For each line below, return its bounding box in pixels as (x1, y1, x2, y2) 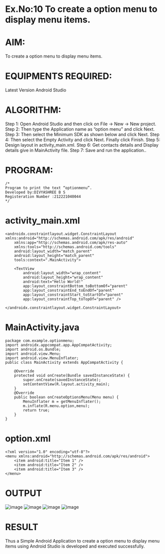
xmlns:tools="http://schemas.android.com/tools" (14, 244, 117, 249)
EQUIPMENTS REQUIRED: (5, 71, 112, 82)
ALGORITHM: (5, 104, 61, 116)
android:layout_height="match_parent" (14, 253, 94, 258)
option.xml (5, 433, 51, 444)
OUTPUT (5, 487, 42, 499)
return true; (23, 407, 50, 413)
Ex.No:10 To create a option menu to (5, 3, 158, 15)
